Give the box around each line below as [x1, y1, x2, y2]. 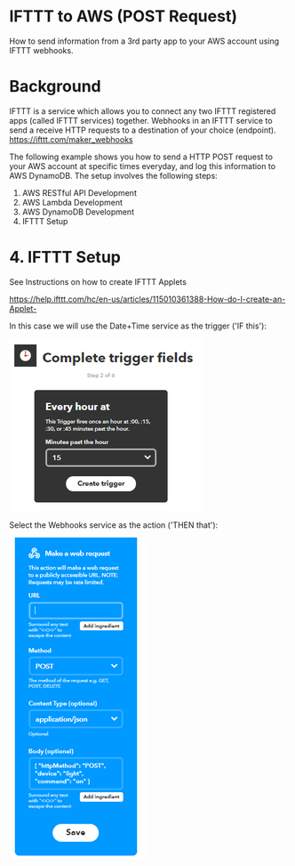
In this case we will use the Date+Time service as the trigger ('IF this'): [9, 320, 267, 331]
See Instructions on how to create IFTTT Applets [9, 276, 187, 287]
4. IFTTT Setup [9, 247, 122, 268]
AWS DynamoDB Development [21, 206, 135, 217]
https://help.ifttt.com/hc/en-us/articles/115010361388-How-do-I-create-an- [9, 294, 286, 304]
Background [9, 77, 101, 97]
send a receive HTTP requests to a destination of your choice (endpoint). [9, 125, 277, 135]
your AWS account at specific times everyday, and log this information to [9, 160, 276, 171]
